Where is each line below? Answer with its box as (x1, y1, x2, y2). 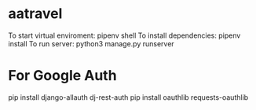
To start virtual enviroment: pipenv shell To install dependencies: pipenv (8, 31, 241, 40)
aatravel (8, 5, 63, 23)
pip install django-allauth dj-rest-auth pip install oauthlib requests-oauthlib (8, 92, 249, 102)
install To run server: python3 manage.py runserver (8, 38, 174, 48)
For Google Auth (8, 67, 117, 85)
